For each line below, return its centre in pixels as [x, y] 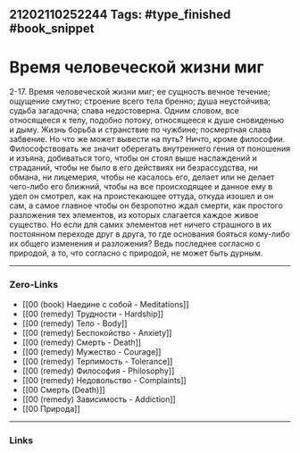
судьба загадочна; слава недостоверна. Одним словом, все [124, 111]
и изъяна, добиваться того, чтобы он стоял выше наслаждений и [133, 158]
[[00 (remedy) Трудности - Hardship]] [92, 314]
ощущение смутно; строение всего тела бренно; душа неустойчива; [140, 101]
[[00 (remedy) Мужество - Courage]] [92, 351]
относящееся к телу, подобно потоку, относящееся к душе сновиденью [147, 121]
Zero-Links [34, 285]
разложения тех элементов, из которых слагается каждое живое [134, 215]
